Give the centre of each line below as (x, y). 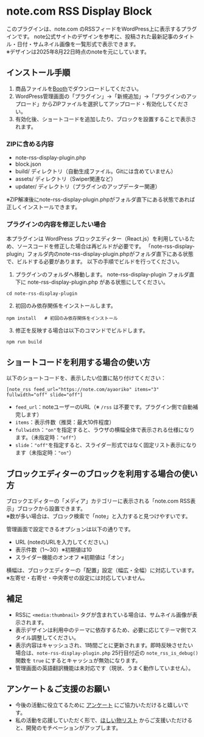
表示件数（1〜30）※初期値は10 (54, 549)
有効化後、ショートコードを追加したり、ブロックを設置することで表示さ (106, 119)
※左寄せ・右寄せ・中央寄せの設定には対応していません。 (77, 577)
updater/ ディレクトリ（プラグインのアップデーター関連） (88, 186)
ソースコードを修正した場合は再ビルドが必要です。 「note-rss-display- (106, 246)
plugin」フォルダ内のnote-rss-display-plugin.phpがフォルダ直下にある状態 (100, 254)
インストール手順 (38, 73)
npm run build (24, 342)
